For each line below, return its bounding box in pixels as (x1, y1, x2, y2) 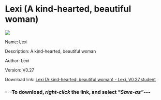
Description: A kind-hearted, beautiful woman (5, 48, 96, 54)
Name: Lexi (5, 39, 28, 45)
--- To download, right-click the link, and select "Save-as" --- (5, 88, 151, 95)
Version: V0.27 (5, 67, 35, 73)
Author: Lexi (5, 57, 29, 64)
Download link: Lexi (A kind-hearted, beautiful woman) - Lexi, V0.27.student (5, 76, 156, 82)
